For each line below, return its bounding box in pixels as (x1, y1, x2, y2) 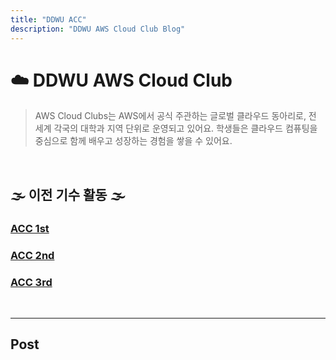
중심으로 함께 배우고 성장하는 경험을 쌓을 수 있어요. (34, 135, 233, 147)
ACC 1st (10, 221, 50, 235)
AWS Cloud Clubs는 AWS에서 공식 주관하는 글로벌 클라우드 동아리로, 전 (34, 110, 317, 122)
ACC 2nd (10, 248, 55, 262)
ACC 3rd (10, 275, 53, 289)
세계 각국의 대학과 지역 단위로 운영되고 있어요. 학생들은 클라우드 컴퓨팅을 (34, 122, 318, 135)
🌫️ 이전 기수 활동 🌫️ (10, 186, 126, 203)
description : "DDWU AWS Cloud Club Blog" (10, 24, 186, 34)
